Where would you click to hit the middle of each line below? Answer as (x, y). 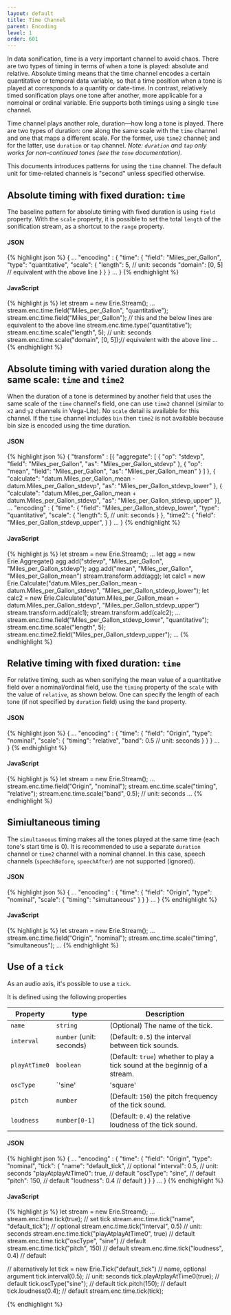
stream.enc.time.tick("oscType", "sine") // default (77, 1241)
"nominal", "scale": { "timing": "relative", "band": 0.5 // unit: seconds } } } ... (113, 740)
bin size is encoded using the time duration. (69, 425)
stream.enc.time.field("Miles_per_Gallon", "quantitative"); (88, 310)
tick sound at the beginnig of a (159, 1065)
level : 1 (20, 33)
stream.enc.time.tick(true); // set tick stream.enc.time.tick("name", (101, 1219)
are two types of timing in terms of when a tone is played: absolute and (108, 66)
